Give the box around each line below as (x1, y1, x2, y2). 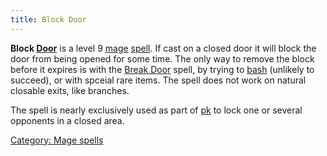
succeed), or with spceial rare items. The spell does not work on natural (10, 74, 307, 86)
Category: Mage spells (10, 134, 104, 146)
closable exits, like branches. (10, 84, 130, 96)
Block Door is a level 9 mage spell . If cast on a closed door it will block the (10, 42, 317, 54)
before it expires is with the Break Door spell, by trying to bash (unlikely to (10, 63, 315, 75)
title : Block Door (10, 14, 87, 25)
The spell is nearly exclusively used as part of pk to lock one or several (10, 104, 303, 116)
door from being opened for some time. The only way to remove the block (10, 52, 315, 65)
